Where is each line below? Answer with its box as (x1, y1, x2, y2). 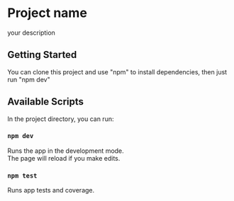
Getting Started (7, 49, 77, 61)
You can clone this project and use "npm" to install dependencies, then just (7, 67, 228, 76)
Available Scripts (7, 96, 84, 108)
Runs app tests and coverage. (7, 186, 95, 195)
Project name (7, 5, 87, 21)
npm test (7, 171, 38, 180)
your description (7, 28, 55, 37)
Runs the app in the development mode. (7, 147, 124, 155)
